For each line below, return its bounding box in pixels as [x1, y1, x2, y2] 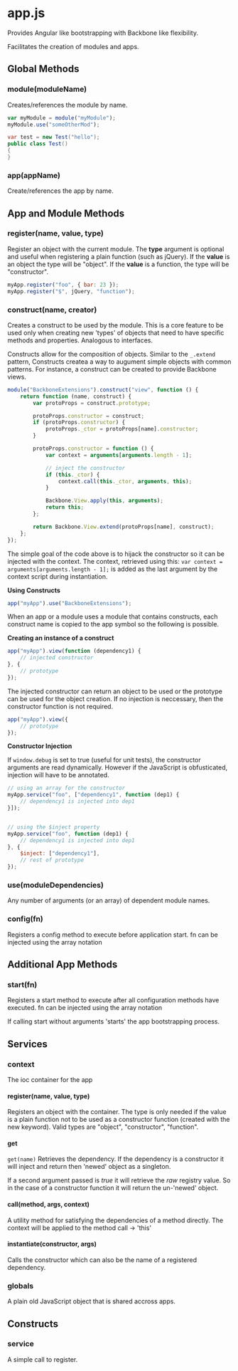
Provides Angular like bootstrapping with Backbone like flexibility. [7, 28, 199, 37]
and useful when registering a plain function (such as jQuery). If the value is [7, 252, 230, 261]
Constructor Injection [7, 742, 72, 750]
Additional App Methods [7, 959, 118, 971]
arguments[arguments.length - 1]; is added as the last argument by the [7, 564, 218, 573]
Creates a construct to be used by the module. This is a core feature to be [7, 320, 224, 329]
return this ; [45, 504, 84, 511]
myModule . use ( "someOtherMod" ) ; [7, 121, 100, 128]
